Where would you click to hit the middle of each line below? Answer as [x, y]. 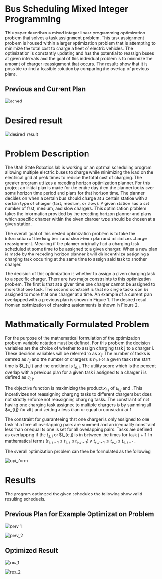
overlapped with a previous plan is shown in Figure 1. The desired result [76, 299]
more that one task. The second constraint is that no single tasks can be [77, 289]
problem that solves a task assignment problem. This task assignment [74, 38]
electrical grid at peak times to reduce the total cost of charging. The [74, 177]
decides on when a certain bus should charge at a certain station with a [76, 198]
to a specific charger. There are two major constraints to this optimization [78, 279]
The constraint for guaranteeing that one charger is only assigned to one [77, 419]
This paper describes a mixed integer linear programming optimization [75, 33]
